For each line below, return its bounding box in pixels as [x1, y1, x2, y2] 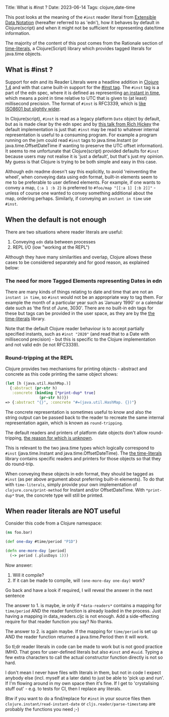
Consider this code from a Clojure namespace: [5, 520, 102, 526]
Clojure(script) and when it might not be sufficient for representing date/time [5, 25, 164, 31]
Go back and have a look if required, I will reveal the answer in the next [5, 587, 153, 593]
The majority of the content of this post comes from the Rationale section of [5, 40, 163, 46]
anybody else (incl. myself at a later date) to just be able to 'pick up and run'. [5, 674, 164, 681]
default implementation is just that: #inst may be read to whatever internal [5, 126, 159, 132]
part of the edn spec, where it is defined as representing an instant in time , [5, 90, 160, 96]
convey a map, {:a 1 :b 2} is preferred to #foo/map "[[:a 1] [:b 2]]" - [5, 184, 156, 190]
